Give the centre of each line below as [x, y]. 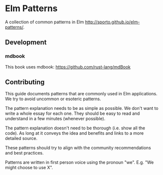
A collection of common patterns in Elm [45, 22]
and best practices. [24, 153]
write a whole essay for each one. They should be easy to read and [72, 114]
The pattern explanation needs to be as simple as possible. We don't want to [82, 108]
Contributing [25, 82]
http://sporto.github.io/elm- [112, 22]
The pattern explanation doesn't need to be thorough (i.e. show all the [75, 128]
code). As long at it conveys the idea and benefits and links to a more [74, 133]
